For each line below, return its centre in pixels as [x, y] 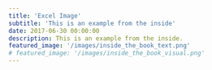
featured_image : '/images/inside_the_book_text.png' [100, 46]
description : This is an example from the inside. [96, 38]
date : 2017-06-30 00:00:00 [54, 31]
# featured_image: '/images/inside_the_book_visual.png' [107, 53]
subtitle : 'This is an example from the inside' [92, 23]
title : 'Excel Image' [45, 16]
